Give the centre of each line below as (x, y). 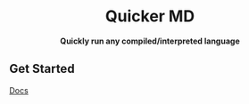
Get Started (42, 69)
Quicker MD (150, 16)
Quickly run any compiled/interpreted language (150, 41)
